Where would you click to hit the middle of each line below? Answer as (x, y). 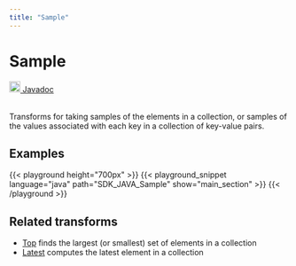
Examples (37, 153)
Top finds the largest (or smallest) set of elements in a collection (139, 243)
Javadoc (38, 89)
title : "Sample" (39, 17)
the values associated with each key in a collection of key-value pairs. (137, 126)
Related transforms (63, 221)
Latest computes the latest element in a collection (113, 253)
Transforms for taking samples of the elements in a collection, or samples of (148, 116)
